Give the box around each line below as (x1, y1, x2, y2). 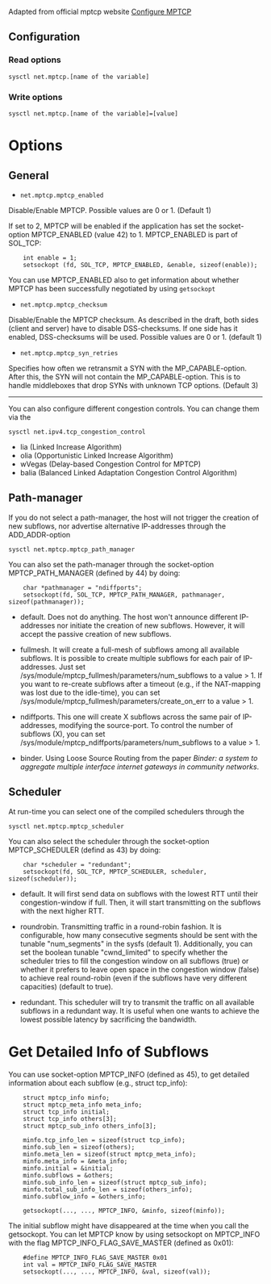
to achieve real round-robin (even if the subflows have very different (19, 972, 248, 983)
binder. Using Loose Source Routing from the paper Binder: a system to (19, 753, 258, 763)
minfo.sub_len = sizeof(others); (23, 1143, 135, 1151)
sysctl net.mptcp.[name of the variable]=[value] (8, 109, 179, 118)
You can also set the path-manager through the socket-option (8, 559, 215, 569)
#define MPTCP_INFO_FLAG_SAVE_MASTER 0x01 (23, 1253, 168, 1261)
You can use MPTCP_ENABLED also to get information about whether (8, 274, 240, 285)
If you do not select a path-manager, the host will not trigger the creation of (8, 512, 260, 522)
